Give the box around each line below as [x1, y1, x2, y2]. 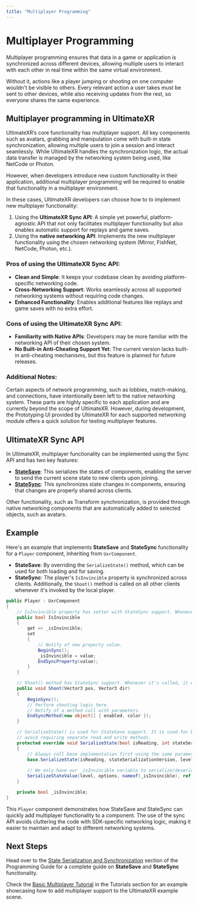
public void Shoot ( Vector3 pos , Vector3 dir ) [16, 686, 131, 692]
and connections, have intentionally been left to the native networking [6, 392, 176, 399]
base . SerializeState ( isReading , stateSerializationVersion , [27, 757, 178, 763]
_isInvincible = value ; [37, 653, 96, 659]
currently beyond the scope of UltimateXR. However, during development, [6, 405, 186, 412]
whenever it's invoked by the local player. [14, 586, 115, 594]
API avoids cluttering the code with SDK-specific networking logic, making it [6, 818, 191, 825]
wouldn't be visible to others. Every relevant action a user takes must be [6, 84, 181, 91]
